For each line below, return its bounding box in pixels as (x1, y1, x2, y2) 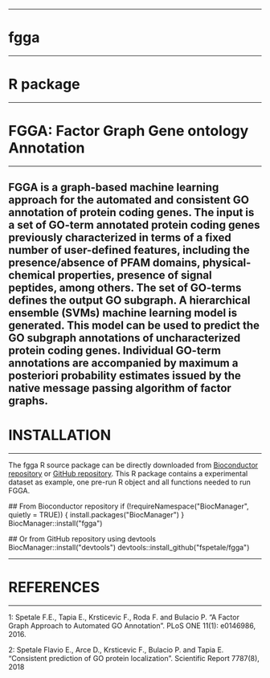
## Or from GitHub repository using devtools (8, 534, 157, 544)
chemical (8, 268, 56, 282)
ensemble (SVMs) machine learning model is (8, 306, 238, 320)
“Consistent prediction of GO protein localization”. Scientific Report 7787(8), (8, 654, 260, 664)
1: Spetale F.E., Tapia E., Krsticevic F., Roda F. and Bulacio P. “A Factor (8, 612, 239, 623)
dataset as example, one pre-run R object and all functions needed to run (8, 477, 251, 487)
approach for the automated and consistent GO (8, 194, 249, 207)
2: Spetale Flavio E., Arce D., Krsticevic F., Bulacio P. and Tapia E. (8, 645, 224, 655)
